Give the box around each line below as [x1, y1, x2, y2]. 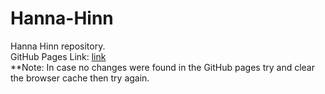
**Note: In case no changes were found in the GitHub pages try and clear [10, 61, 315, 73]
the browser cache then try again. [10, 72, 150, 84]
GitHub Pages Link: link [10, 50, 107, 62]
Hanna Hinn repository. [10, 40, 106, 52]
